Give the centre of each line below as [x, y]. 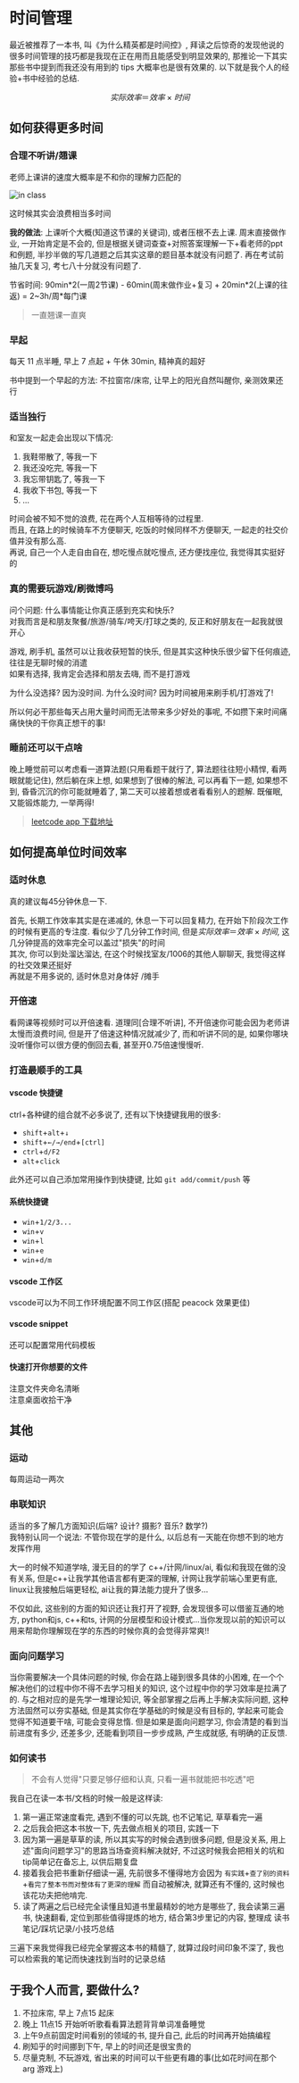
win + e [33, 1250]
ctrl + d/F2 [41, 1151]
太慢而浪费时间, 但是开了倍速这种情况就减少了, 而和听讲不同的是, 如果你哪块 [149, 1033]
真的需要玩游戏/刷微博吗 [62, 588]
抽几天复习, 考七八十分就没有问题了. [75, 265]
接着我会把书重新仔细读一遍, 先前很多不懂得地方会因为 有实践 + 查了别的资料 [156, 1873]
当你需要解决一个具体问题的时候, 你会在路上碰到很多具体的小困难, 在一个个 [146, 1677]
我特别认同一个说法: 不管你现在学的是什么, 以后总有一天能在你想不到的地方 [146, 1537]
